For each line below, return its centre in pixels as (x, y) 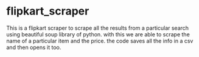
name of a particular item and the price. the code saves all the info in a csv (100, 41)
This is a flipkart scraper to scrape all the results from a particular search (98, 28)
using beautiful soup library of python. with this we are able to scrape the (98, 34)
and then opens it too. (34, 47)
